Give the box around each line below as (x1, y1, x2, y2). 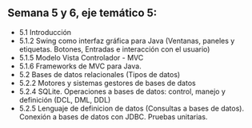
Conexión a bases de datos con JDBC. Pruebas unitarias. (18, 111, 208, 122)
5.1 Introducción (18, 27, 72, 37)
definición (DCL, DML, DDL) (18, 95, 111, 104)
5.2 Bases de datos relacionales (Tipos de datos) (18, 69, 181, 79)
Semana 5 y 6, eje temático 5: (7, 6, 158, 20)
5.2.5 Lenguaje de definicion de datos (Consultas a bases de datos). (18, 103, 245, 113)
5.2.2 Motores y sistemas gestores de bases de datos (18, 78, 197, 87)
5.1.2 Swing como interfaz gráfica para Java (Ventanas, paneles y (18, 36, 235, 45)
